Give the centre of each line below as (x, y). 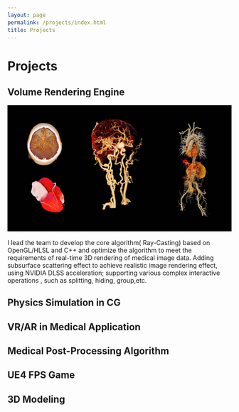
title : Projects (31, 30)
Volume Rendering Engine (66, 92)
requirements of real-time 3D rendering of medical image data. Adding (111, 257)
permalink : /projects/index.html (57, 22)
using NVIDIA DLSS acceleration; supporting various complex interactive (114, 273)
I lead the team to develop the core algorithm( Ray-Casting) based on (109, 242)
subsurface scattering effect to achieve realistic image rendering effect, (113, 265)
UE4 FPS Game (41, 375)
